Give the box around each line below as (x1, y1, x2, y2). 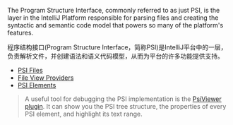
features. (7, 28, 34, 37)
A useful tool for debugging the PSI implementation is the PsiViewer (24, 95, 222, 103)
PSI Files (17, 66, 44, 74)
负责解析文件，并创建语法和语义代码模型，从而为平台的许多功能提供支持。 (7, 52, 224, 60)
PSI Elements (17, 81, 56, 89)
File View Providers (17, 73, 74, 82)
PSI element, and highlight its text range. (24, 109, 143, 118)
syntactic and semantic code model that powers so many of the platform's (7, 21, 224, 29)
